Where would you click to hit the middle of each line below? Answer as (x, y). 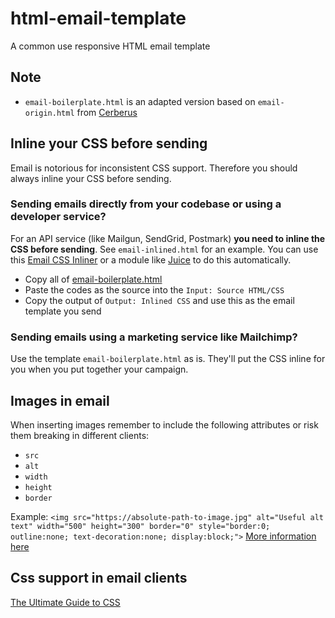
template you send (63, 311)
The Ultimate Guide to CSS (65, 602)
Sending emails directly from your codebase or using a (146, 204)
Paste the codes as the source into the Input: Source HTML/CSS (154, 289)
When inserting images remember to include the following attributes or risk (164, 424)
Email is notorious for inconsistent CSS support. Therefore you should (154, 168)
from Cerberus (107, 112)
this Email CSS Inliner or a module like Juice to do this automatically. (151, 259)
